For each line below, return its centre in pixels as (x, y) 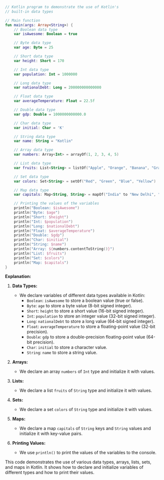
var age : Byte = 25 (34, 47)
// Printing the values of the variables (56, 204)
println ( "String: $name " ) (40, 245)
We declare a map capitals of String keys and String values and (85, 429)
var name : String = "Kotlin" (43, 141)
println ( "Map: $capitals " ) (41, 263)
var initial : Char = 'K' (39, 128)
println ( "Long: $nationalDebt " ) (47, 226)
